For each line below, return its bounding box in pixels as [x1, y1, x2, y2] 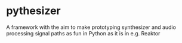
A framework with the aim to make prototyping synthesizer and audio [6, 24, 176, 31]
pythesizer [6, 4, 61, 18]
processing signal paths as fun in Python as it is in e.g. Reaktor [6, 29, 161, 37]
